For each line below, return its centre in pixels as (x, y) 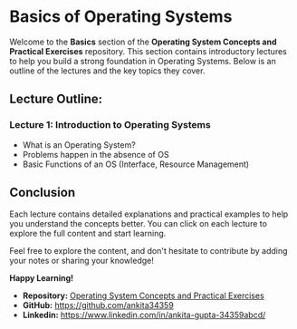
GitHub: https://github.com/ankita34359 (98, 305)
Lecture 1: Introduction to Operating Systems (110, 125)
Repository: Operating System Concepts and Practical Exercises (143, 295)
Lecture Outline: (56, 99)
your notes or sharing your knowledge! (81, 261)
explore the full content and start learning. (88, 234)
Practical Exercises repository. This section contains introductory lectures (148, 51)
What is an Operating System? (79, 145)
